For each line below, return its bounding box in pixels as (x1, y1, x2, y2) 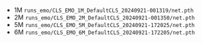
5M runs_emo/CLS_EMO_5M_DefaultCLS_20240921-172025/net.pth (13, 21, 195, 28)
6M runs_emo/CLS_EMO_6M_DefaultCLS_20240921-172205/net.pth (13, 28, 195, 36)
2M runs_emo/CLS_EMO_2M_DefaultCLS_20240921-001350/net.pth (13, 13, 195, 21)
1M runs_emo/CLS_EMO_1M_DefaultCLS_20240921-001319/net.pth (13, 6, 194, 14)
